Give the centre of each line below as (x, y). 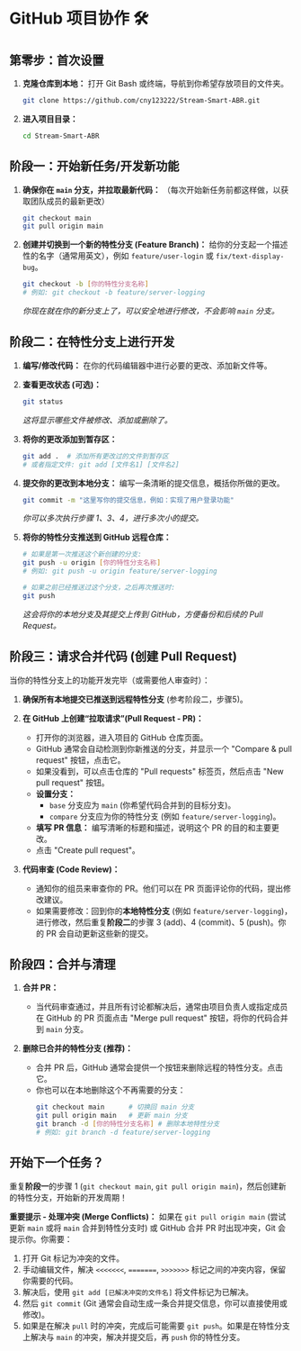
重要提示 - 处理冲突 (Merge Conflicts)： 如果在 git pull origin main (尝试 (148, 1216)
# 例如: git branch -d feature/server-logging (123, 1132)
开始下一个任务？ (57, 1163)
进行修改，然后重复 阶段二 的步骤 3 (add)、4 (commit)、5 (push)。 (157, 922)
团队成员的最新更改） (70, 201)
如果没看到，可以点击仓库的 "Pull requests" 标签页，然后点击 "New (160, 771)
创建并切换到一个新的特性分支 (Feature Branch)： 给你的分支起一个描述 (155, 245)
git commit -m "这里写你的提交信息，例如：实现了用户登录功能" (128, 500)
